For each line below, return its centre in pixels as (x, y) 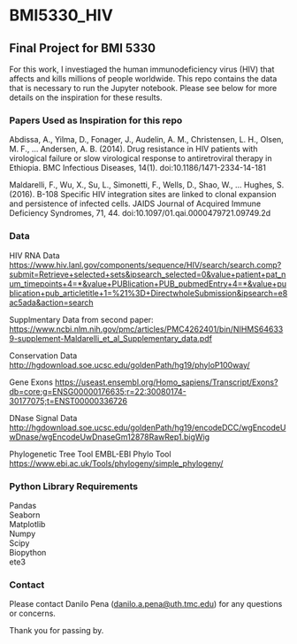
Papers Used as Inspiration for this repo (96, 120)
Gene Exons (31, 382)
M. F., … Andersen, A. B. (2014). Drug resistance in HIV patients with (133, 149)
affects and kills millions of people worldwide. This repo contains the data (143, 79)
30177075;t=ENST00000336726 (69, 401)
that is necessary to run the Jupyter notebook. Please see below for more (143, 88)
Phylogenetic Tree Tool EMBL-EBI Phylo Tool (90, 454)
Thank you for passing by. (57, 631)
